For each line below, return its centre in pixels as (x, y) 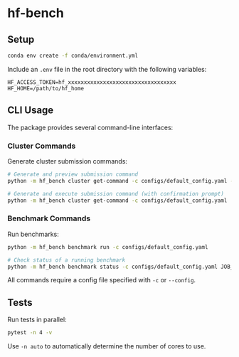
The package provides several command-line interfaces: (90, 127)
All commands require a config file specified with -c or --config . (102, 280)
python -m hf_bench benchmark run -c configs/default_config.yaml (108, 247)
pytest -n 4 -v (30, 333)
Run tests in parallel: (37, 320)
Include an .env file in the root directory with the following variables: (107, 69)
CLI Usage (31, 111)
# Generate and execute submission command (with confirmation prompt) (116, 193)
